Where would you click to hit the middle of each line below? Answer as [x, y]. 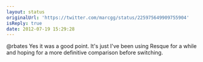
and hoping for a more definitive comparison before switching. [85, 53]
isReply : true [24, 23]
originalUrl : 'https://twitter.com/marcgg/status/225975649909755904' [98, 18]
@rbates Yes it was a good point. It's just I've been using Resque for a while [101, 46]
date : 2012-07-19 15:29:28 [41, 29]
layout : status [26, 12]
